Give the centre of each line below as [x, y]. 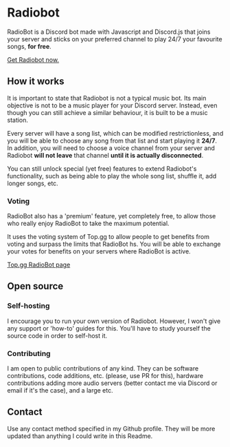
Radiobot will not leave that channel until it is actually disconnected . [105, 155]
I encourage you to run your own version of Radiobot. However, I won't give [114, 321]
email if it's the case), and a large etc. [60, 391]
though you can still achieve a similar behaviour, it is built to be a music [107, 112]
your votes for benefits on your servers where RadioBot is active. [99, 251]
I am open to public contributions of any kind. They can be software [103, 368]
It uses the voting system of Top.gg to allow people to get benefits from [108, 237]
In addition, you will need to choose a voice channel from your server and [111, 148]
